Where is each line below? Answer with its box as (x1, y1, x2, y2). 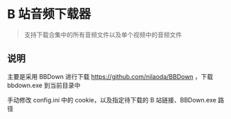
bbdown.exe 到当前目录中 (7, 81, 81, 89)
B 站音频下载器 (7, 6, 91, 22)
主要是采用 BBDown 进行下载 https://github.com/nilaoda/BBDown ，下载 (7, 72, 214, 80)
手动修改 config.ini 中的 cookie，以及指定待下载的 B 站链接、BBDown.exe (7, 95, 216, 104)
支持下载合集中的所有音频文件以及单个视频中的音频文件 (24, 30, 182, 39)
